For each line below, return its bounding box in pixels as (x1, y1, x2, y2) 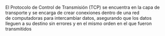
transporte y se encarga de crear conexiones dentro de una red (5, 10, 140, 16)
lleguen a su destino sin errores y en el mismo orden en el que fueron (5, 20, 152, 26)
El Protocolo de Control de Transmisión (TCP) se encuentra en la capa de (5, 5, 160, 10)
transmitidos (5, 26, 32, 32)
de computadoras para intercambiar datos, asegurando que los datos (5, 15, 152, 21)
